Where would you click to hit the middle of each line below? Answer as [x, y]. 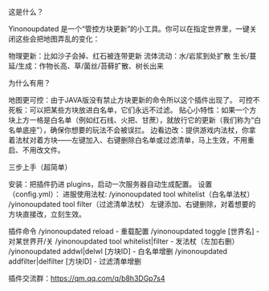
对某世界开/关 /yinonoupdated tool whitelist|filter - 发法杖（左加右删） [124, 241]
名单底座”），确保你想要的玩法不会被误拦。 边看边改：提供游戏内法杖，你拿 [132, 130]
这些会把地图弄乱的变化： [57, 39]
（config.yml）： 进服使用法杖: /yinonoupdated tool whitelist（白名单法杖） [131, 194]
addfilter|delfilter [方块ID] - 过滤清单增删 [75, 261]
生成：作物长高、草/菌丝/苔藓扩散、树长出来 [91, 66]
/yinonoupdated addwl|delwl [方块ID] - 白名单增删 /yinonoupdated [118, 251]
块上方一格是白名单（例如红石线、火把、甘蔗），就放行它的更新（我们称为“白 [135, 120]
